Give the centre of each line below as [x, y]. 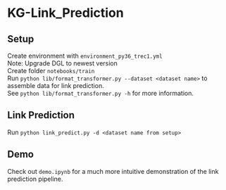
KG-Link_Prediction [66, 13]
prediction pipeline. [35, 179]
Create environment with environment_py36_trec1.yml [85, 56]
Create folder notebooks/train [51, 71]
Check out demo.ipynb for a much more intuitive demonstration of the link [113, 171]
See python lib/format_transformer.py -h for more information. [101, 93]
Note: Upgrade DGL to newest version [63, 63]
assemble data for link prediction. [56, 85]
